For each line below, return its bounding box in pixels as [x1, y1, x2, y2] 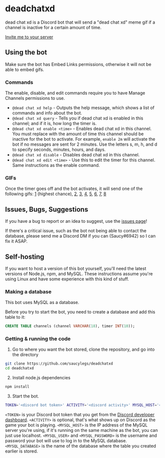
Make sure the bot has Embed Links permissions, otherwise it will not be [5, 61, 151, 67]
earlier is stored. [5, 448, 38, 454]
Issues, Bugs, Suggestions [5, 205, 88, 214]
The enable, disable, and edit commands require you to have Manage [5, 90, 145, 96]
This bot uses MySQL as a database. [5, 300, 80, 305]
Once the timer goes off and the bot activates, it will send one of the [5, 185, 143, 192]
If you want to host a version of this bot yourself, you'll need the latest [5, 265, 146, 271]
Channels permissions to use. [5, 95, 65, 101]
